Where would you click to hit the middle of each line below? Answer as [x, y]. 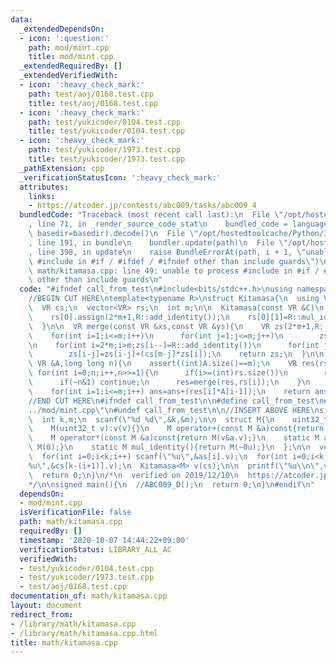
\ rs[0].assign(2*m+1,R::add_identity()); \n [129, 317]
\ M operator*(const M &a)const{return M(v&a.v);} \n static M [174, 438]
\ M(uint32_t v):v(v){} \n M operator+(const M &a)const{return [176, 429]
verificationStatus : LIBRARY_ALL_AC [95, 549]
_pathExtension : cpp [62, 168]
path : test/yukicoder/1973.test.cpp [105, 150]
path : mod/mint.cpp [69, 47]
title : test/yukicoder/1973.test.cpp [107, 159]
